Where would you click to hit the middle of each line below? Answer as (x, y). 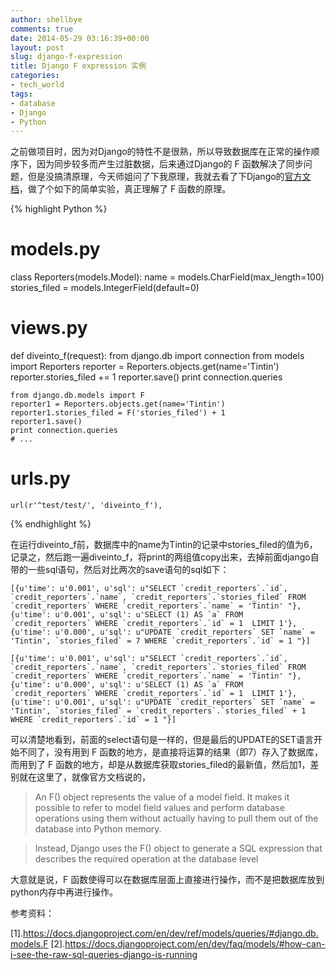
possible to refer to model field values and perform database (159, 808)
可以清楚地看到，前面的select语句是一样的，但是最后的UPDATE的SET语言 (162, 740)
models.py (55, 249)
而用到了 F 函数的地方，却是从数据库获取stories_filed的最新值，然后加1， (160, 765)
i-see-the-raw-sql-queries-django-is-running (104, 955)
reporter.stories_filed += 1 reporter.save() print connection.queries (146, 377)
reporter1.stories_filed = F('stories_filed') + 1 (118, 413)
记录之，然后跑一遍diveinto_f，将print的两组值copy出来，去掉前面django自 (165, 557)
